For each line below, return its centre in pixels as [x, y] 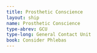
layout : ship [23, 18]
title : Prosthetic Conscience [45, 12]
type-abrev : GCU [27, 29]
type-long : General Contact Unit [49, 35]
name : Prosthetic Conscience [43, 23]
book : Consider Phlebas [37, 40]
